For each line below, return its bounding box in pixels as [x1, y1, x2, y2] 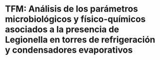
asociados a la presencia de [5, 24, 120, 35]
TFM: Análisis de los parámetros [5, 3, 138, 15]
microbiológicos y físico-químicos [5, 14, 146, 25]
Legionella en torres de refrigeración [5, 34, 156, 45]
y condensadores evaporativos [5, 45, 133, 56]
